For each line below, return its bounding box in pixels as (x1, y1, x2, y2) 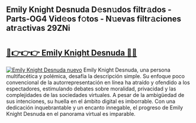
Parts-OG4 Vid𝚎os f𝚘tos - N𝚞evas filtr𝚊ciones (6, 14, 182, 24)
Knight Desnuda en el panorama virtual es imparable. (6, 111, 136, 117)
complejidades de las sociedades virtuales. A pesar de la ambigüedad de (6, 92, 185, 98)
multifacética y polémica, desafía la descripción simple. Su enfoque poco (6, 73, 185, 79)
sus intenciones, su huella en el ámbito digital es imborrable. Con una (6, 98, 176, 105)
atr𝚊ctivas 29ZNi (6, 23, 70, 33)
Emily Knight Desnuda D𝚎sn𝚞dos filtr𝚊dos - (6, 5, 172, 15)
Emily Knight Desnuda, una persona (83, 66, 171, 73)
